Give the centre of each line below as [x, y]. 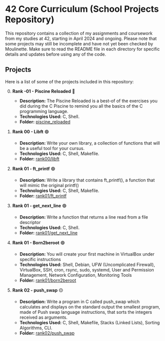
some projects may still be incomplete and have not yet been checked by [79, 43]
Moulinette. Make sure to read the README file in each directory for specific [82, 49]
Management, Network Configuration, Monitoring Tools [76, 275]
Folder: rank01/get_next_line [49, 232]
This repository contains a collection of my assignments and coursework [79, 33]
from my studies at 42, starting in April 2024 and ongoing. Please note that [81, 38]
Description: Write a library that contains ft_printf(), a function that [87, 180]
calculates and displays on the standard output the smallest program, [90, 306]
